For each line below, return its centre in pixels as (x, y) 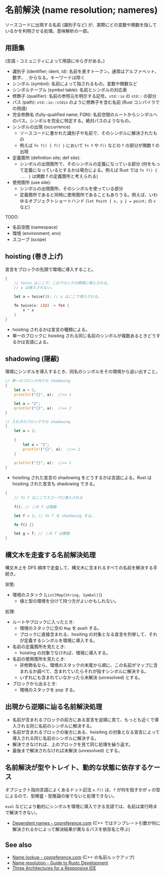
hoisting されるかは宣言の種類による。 (51, 329)
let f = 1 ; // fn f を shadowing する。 (54, 516)
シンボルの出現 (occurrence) (41, 127)
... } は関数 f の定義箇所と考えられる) (59, 176)
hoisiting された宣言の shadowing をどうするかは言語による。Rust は (82, 478)
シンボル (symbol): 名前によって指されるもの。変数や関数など (75, 83)
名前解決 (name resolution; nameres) (82, 10)
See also (18, 845)
